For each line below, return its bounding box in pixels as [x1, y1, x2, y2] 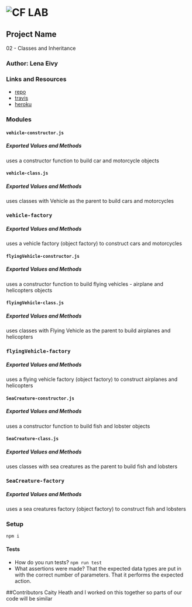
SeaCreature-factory [6, 478, 65, 485]
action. [14, 577, 32, 584]
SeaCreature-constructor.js [6, 395, 75, 401]
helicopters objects [6, 287, 53, 294]
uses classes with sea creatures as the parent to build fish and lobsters [6, 463, 177, 470]
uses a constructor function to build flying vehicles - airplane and [6, 280, 164, 287]
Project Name [6, 29, 57, 39]
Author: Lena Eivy [6, 59, 59, 67]
